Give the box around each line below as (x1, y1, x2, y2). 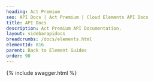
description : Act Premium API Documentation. (6, 25, 122, 31)
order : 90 (6, 53, 31, 59)
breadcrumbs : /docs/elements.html (6, 36, 93, 42)
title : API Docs (6, 20, 47, 26)
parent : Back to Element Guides (6, 48, 87, 53)
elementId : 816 (6, 42, 44, 48)
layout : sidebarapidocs (6, 31, 66, 37)
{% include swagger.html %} (6, 69, 77, 76)
